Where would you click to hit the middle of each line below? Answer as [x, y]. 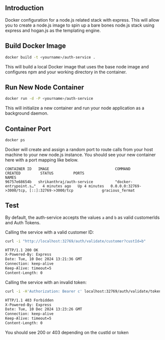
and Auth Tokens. [23, 222]
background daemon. [27, 113]
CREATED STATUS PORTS [45, 173]
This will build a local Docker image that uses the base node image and [77, 66]
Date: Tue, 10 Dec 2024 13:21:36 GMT [44, 259]
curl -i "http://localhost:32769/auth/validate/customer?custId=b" [76, 241]
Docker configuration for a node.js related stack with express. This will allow [82, 20]
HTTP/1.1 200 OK [22, 250]
